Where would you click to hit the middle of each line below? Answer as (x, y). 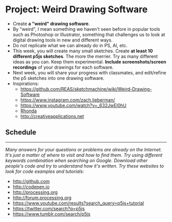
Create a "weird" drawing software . (51, 24)
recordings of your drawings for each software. (63, 67)
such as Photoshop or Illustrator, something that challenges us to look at (89, 34)
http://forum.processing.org (42, 197)
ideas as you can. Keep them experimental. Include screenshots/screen (89, 62)
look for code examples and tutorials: (45, 171)
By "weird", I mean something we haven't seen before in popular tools (86, 29)
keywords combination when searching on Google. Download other (77, 160)
